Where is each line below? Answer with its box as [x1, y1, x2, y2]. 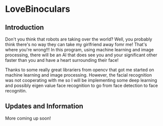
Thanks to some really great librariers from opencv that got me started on [5, 67, 154, 73]
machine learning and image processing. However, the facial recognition [5, 72, 152, 78]
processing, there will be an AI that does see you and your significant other [5, 52, 158, 58]
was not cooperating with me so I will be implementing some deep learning [5, 78, 158, 83]
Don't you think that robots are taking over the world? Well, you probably [5, 36, 153, 42]
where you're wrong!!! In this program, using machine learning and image [5, 47, 154, 52]
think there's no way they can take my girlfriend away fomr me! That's [5, 42, 147, 47]
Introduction [5, 23, 44, 32]
